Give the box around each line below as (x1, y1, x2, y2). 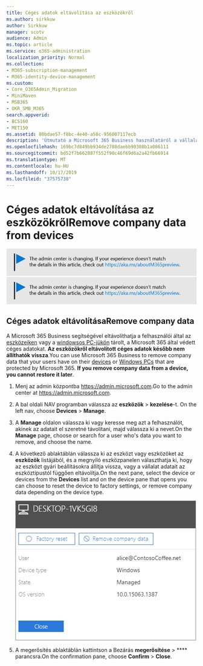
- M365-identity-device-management (6, 73, 96, 80)
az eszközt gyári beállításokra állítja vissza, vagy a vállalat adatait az (14, 463, 185, 470)
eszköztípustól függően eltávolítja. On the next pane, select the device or (14, 469, 195, 476)
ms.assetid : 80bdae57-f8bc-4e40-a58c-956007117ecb (6, 131, 137, 137)
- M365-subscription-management (6, 67, 88, 73)
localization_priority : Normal (6, 54, 85, 61)
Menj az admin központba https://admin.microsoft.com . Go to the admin (14, 382, 193, 390)
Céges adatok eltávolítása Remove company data (6, 316, 195, 326)
